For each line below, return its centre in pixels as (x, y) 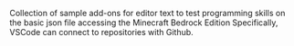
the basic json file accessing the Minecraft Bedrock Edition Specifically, (144, 23)
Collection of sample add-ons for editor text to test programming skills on (147, 13)
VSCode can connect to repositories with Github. (101, 32)
